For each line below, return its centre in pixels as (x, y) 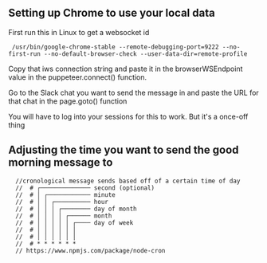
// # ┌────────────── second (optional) (85, 188)
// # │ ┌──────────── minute (65, 194)
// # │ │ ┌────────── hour (62, 202)
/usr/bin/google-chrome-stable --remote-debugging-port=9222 (115, 47)
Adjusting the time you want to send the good (124, 150)
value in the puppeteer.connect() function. (78, 77)
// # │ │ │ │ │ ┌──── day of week (75, 222)
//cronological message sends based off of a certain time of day (128, 181)
